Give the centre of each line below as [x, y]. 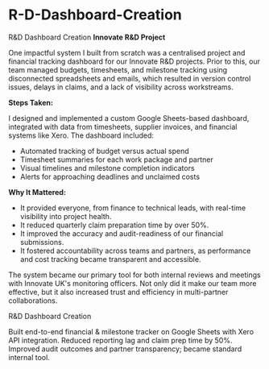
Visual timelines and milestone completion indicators [107, 168]
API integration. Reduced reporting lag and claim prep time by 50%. [120, 340]
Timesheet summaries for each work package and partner [116, 160]
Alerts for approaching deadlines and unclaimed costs [110, 176]
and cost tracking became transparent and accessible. [110, 259]
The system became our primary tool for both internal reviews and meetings [134, 275]
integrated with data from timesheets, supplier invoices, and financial [123, 126]
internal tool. [29, 357]
